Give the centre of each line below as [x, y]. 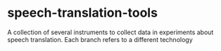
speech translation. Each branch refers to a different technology [100, 39]
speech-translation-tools [83, 13]
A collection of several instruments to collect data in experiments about [110, 32]
